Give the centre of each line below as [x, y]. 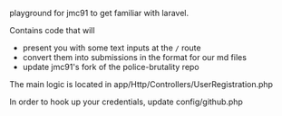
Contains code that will [52, 30]
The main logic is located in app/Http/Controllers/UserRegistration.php [141, 84]
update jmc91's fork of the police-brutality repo [111, 67]
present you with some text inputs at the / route [112, 48]
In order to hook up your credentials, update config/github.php [126, 102]
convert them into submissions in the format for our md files [135, 57]
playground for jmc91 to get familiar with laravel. [99, 13]
